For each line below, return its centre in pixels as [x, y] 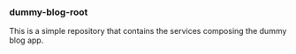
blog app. [27, 40]
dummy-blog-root [49, 12]
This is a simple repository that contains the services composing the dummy [148, 31]
